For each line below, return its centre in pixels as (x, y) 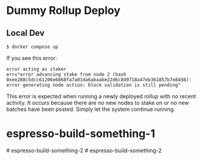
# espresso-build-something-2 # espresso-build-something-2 (84, 150)
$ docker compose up (33, 47)
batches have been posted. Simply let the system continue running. (91, 109)
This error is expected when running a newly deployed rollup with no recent (101, 96)
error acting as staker (37, 69)
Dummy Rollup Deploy (63, 11)
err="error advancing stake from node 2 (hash (66, 75)
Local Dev (26, 33)
